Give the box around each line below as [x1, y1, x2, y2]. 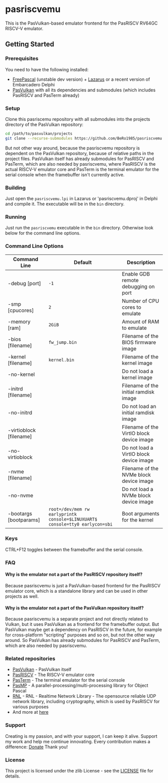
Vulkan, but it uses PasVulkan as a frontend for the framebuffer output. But [5, 621, 159, 627]
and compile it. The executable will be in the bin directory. [5, 201, 125, 207]
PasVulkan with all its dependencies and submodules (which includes [12, 87, 156, 93]
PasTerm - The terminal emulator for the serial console [12, 677, 125, 683]
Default [73, 258, 92, 266]
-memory [7, 318, 31, 325]
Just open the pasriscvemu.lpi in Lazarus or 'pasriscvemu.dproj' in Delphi [5, 195, 158, 201]
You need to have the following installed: [5, 66, 89, 72]
